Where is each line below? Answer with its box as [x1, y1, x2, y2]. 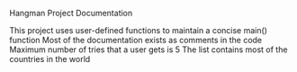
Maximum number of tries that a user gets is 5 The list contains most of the [9, 44, 288, 55]
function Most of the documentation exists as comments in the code [9, 35, 263, 45]
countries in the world [9, 54, 91, 64]
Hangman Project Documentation [9, 8, 133, 18]
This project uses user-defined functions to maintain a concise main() [9, 25, 268, 35]
